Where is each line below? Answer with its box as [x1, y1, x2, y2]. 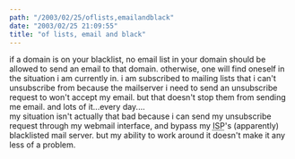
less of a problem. [9, 139, 76, 150]
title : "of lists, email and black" [9, 29, 146, 38]
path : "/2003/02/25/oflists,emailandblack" [9, 13, 175, 22]
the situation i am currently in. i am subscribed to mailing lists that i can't [9, 73, 276, 84]
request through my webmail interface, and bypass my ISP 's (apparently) [9, 121, 280, 131]
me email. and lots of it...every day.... [9, 102, 145, 113]
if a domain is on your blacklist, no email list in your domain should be [9, 54, 266, 65]
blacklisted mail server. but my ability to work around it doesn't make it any [9, 130, 285, 141]
